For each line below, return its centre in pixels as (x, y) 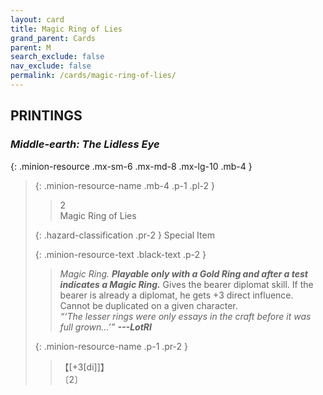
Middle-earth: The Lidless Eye (85, 144)
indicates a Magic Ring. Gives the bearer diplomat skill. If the (186, 284)
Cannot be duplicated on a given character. (148, 305)
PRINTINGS (46, 116)
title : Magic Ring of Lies (66, 29)
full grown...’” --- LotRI (105, 327)
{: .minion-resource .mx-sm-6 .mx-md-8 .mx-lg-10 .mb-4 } (131, 166)
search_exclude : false (57, 57)
